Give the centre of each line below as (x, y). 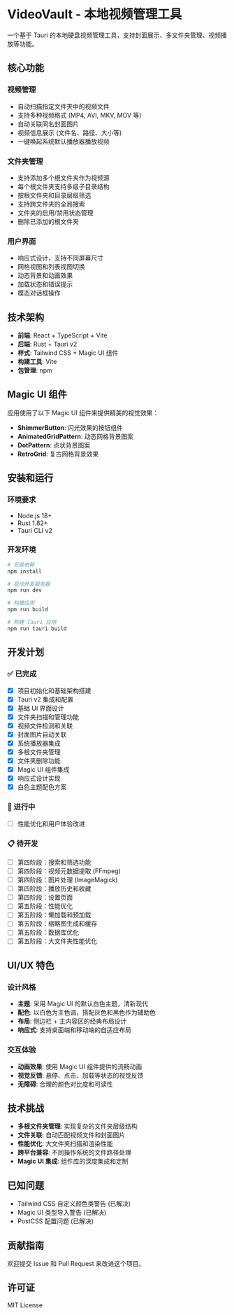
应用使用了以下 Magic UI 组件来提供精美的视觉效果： (83, 412)
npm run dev (24, 590)
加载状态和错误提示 (45, 284)
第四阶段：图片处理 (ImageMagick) (67, 880)
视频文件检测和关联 (45, 725)
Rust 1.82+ (32, 523)
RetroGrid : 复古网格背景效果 (58, 454)
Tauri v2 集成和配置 (45, 699)
